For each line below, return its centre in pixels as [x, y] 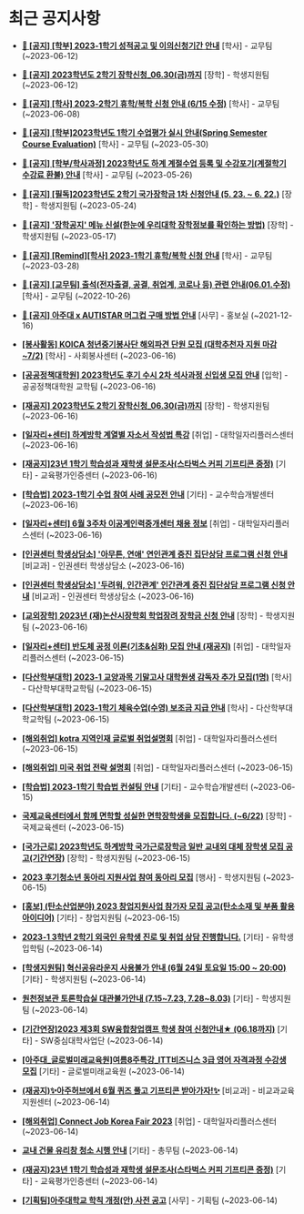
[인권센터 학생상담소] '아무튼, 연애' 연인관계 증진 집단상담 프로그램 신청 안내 [155, 554]
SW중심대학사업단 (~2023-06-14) [102, 1040]
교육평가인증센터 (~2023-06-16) [99, 475]
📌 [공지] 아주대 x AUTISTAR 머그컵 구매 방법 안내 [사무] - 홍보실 [135, 315]
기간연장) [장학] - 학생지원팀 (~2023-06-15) [111, 857]
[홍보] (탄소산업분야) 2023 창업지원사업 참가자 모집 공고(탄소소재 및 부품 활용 [158, 905]
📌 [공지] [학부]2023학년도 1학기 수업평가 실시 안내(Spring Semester [144, 132]
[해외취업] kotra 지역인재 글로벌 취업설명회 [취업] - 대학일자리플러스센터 [149, 738]
